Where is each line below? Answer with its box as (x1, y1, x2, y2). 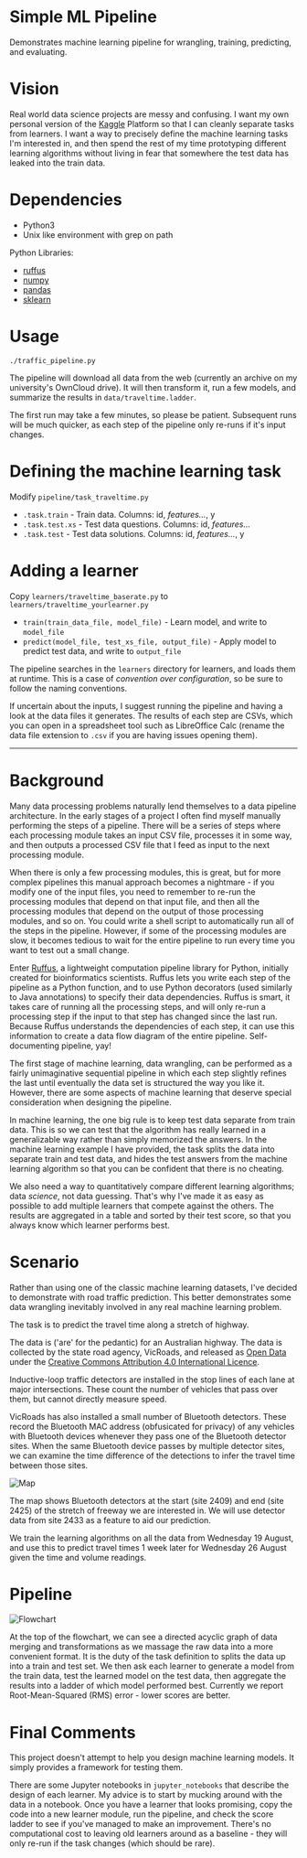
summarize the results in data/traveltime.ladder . (9, 392, 196, 403)
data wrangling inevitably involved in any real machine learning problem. (9, 1301, 282, 1312)
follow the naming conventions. (9, 682, 128, 693)
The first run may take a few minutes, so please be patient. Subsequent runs (9, 409, 297, 420)
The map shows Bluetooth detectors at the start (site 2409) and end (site (9, 1495, 285, 1506)
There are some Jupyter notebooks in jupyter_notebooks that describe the (9, 1779, 290, 1790)
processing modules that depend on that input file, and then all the (9, 896, 260, 907)
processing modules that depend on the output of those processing (9, 906, 264, 917)
